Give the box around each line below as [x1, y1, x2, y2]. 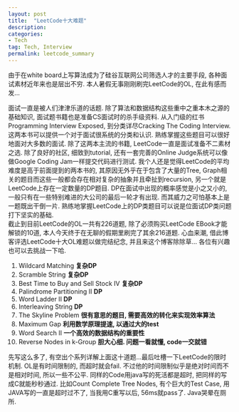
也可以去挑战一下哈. [8, 246, 67, 254]
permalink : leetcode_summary [8, 51, 95, 58]
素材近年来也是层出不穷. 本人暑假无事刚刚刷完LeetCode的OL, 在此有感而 [14, 79, 227, 88]
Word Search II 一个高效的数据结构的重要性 [18, 329, 145, 337]
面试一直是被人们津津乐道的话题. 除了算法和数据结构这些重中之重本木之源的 [8, 103, 230, 112]
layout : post [8, 10, 47, 18]
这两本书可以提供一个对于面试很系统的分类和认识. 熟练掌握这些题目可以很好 [8, 130, 230, 139]
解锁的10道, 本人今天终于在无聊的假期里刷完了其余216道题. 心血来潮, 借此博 [8, 228, 229, 237]
